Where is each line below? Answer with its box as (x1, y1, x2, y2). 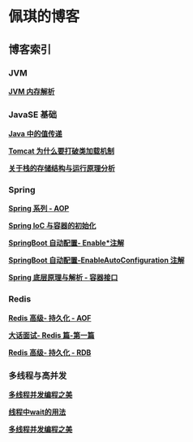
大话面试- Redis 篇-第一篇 (8, 330, 95, 340)
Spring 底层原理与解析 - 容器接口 (8, 273, 118, 283)
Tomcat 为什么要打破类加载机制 (8, 146, 115, 156)
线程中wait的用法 (8, 407, 66, 417)
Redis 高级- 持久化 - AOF (8, 313, 92, 323)
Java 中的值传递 (8, 129, 62, 139)
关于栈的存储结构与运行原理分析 (8, 163, 115, 173)
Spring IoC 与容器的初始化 (8, 221, 96, 231)
